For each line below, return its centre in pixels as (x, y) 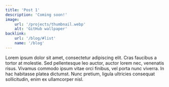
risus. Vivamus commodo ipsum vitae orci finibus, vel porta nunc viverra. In (85, 68)
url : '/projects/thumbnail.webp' (50, 24)
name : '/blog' (29, 43)
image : (12, 19)
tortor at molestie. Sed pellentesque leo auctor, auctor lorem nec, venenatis (85, 63)
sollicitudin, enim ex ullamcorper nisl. (44, 79)
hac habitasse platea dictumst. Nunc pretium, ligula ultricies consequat (80, 74)
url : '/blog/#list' (35, 39)
